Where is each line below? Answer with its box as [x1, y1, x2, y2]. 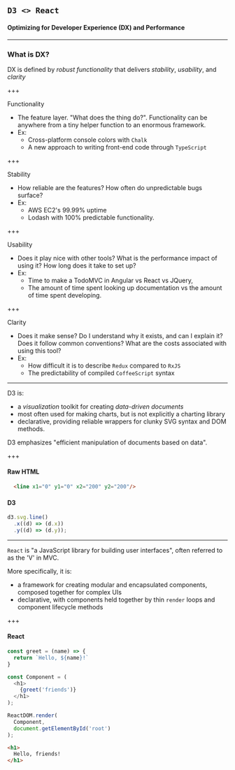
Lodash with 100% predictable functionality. [27, 213, 155, 221]
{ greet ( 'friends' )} [20, 686, 77, 694]
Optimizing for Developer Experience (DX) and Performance [7, 23, 185, 31]
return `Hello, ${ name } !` [13, 654, 90, 661]
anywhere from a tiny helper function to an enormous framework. [17, 120, 206, 129]
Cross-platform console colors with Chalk [27, 136, 148, 144]
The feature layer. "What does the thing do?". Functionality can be [17, 113, 208, 122]
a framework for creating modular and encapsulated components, [17, 580, 208, 589]
